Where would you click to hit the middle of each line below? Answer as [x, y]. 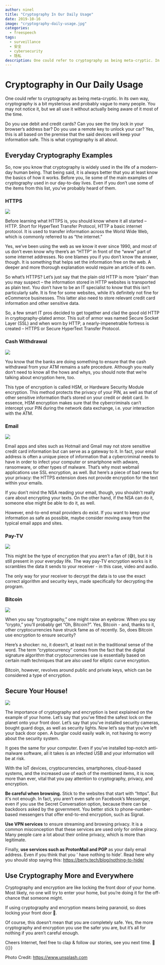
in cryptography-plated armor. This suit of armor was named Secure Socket [82, 318]
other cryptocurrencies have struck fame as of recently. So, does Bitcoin [79, 630]
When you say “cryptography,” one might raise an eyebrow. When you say [81, 620]
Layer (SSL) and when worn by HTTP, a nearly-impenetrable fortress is [77, 323]
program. [15, 586]
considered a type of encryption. [38, 675]
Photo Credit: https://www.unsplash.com [46, 958]
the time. [14, 114]
